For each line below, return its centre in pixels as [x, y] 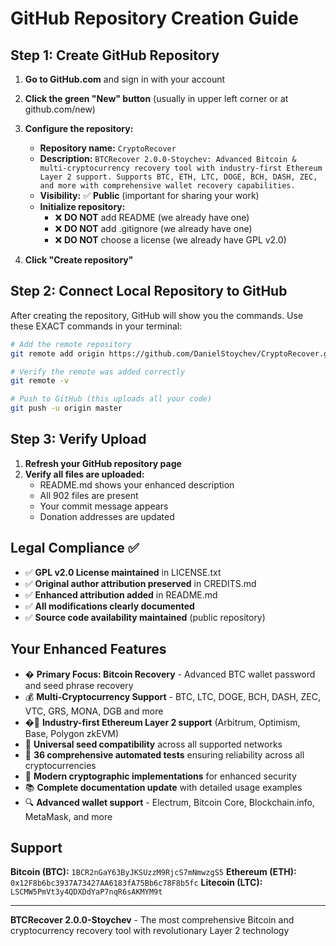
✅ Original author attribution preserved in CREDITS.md [140, 583]
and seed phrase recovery [79, 685]
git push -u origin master [66, 408]
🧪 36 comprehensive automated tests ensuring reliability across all [164, 754]
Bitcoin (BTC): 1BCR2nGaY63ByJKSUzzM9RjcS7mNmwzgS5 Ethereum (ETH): [153, 872]
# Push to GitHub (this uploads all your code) [111, 399]
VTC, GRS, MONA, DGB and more [94, 711]
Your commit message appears [104, 506]
